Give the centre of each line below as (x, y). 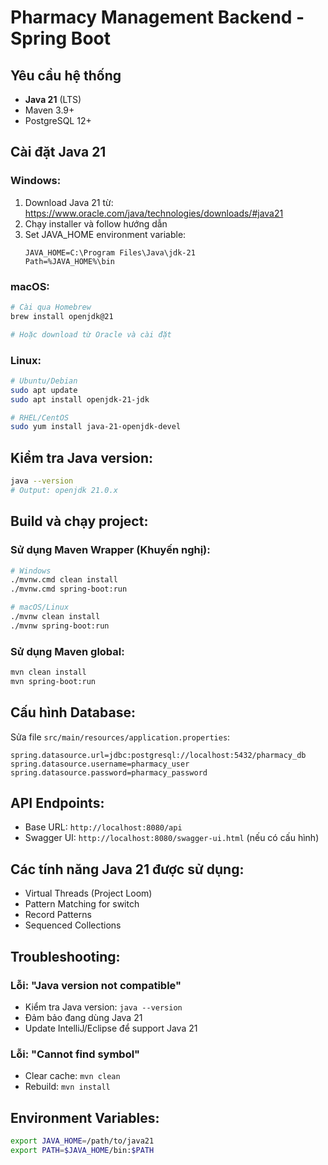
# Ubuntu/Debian (44, 381)
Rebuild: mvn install (67, 1087)
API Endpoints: (57, 803)
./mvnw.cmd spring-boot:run (69, 589)
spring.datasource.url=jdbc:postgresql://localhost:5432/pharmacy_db (158, 755)
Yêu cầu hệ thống (66, 75)
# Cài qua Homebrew (51, 307)
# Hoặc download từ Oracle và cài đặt (91, 334)
